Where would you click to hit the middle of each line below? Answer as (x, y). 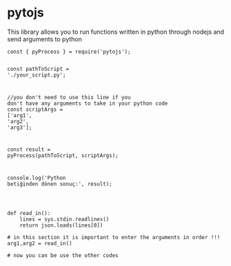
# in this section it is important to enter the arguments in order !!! (114, 238)
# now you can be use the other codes (63, 256)
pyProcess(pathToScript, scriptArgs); (63, 156)
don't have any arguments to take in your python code (88, 103)
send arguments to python (45, 39)
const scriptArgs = (35, 109)
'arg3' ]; (20, 127)
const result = (29, 150)
